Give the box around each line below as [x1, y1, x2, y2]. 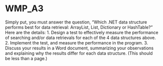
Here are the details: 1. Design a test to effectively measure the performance [5, 29, 159, 35]
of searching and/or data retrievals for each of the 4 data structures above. [5, 35, 156, 41]
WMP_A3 [5, 3, 44, 14]
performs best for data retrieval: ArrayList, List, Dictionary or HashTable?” [5, 24, 153, 30]
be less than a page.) [5, 55, 48, 61]
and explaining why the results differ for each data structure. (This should [5, 50, 153, 56]
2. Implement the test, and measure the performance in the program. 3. [5, 40, 148, 45]
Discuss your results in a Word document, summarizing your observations [5, 45, 154, 51]
